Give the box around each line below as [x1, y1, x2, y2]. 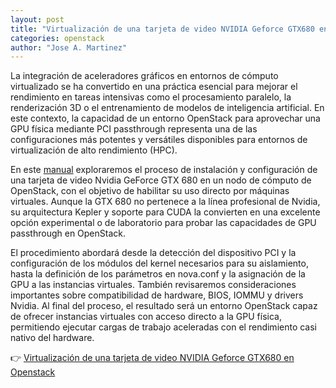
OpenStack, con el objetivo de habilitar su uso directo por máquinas [10, 185, 290, 197]
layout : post [10, 14, 65, 25]
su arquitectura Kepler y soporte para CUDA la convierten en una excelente [10, 206, 321, 218]
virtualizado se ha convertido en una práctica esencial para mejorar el [10, 81, 298, 93]
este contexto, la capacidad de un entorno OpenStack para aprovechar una [10, 112, 321, 125]
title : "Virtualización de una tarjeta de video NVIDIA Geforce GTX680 [10, 24, 315, 34]
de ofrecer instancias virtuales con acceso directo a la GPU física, [10, 311, 282, 323]
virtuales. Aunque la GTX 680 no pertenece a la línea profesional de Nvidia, [10, 196, 321, 208]
